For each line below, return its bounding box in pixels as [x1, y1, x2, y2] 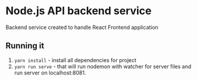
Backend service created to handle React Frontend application [5, 24, 159, 31]
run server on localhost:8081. [14, 69, 86, 76]
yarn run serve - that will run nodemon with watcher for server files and [14, 63, 192, 70]
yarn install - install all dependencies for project [14, 56, 137, 63]
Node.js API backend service [5, 4, 152, 18]
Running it [5, 41, 45, 51]
